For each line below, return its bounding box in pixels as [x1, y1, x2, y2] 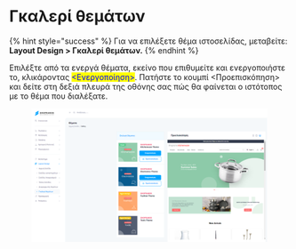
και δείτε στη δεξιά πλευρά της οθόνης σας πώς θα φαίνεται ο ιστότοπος [9, 81, 283, 92]
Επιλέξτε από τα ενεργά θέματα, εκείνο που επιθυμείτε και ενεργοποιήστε [9, 62, 286, 73]
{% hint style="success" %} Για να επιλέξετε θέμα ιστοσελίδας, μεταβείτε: [9, 36, 288, 46]
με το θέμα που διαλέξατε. [9, 91, 108, 101]
